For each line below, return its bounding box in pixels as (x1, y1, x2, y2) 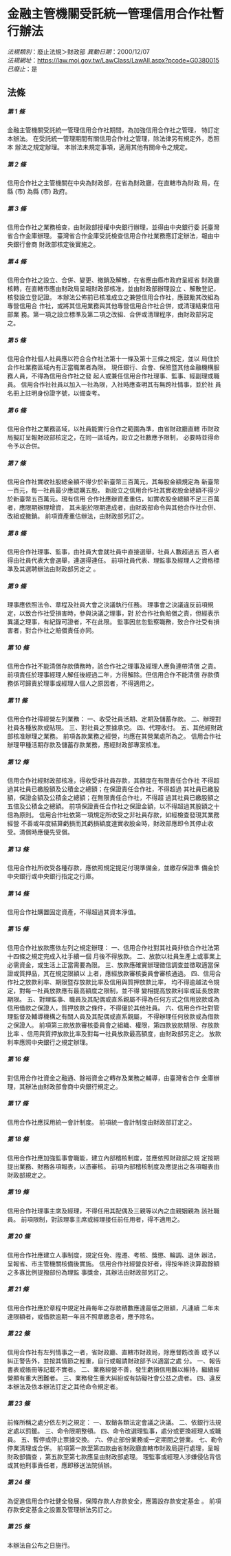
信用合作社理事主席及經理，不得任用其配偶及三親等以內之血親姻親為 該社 (7, 1207, 214, 1215)
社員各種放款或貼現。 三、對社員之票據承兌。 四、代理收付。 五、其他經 (7, 723, 211, 731)
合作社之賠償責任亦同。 (30, 627, 98, 635)
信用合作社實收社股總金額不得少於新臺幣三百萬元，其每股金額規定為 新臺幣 (7, 477, 220, 486)
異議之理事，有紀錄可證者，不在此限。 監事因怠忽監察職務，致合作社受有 (7, 618, 214, 626)
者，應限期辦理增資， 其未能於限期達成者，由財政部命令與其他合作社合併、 (7, 504, 220, 512)
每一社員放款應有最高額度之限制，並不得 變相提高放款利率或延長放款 (25, 986, 220, 995)
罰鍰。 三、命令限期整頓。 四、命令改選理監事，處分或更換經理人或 (25, 1427, 215, 1435)
